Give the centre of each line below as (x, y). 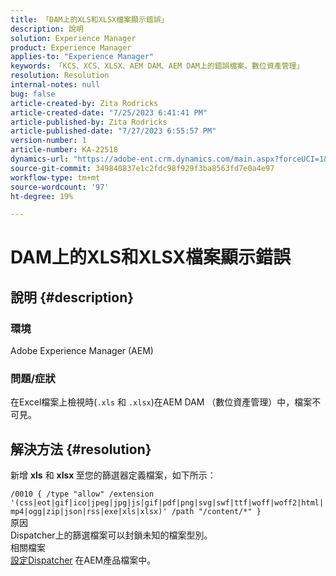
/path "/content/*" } (216, 512)
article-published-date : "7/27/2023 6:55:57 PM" (113, 131)
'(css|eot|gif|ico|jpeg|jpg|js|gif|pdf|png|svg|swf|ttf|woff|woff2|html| (167, 503)
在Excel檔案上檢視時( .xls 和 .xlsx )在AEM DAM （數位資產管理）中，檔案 (161, 402)
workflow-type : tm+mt (55, 177)
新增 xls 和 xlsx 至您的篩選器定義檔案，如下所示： (113, 475)
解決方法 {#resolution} (81, 449)
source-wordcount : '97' (60, 187)
